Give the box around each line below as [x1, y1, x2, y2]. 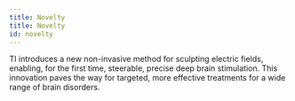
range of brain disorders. [9, 82, 100, 93]
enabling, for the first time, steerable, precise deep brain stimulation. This [9, 63, 278, 74]
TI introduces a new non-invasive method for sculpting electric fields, [9, 54, 264, 65]
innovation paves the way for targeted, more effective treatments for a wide [9, 73, 286, 83]
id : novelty [9, 29, 53, 38]
